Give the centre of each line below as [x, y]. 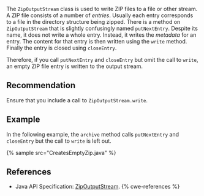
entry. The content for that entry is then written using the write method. [97, 41]
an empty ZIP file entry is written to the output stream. [74, 66]
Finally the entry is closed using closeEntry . [62, 48]
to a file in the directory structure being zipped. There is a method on [93, 22]
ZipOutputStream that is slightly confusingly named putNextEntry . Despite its [102, 28]
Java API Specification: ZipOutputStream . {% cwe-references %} [97, 187]
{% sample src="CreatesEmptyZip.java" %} [61, 153]
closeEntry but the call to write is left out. [59, 141]
